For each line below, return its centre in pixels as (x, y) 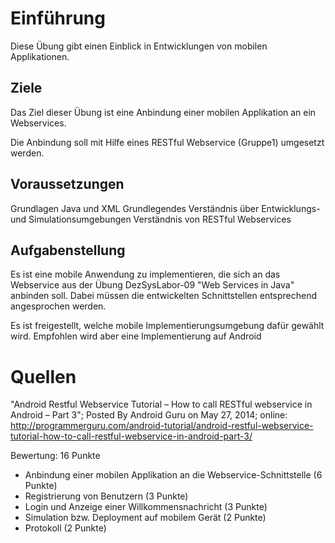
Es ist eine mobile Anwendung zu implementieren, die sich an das (145, 274)
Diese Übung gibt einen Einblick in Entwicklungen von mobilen (139, 46)
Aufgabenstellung (68, 250)
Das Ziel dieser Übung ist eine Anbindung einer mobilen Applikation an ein (163, 112)
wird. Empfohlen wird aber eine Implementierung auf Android (136, 336)
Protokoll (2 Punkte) (65, 528)
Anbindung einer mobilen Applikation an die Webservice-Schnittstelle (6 (173, 475)
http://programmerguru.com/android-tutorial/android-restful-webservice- (162, 426)
